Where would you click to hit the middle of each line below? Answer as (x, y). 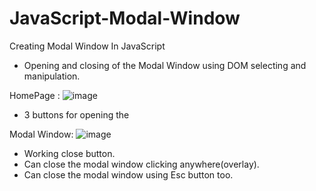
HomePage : (35, 95)
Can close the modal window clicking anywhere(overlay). (141, 164)
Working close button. (69, 153)
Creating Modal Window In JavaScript (87, 46)
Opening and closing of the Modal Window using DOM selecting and (165, 65)
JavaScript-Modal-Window (125, 18)
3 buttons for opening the (76, 114)
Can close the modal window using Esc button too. (128, 174)
